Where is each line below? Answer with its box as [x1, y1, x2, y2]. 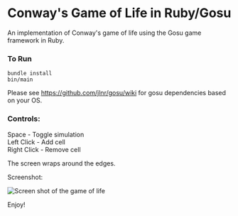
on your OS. [7, 96, 43, 104]
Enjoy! [7, 200, 26, 209]
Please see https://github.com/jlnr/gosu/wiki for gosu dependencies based [7, 89, 226, 97]
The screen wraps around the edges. [7, 158, 116, 168]
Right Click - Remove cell [7, 145, 81, 153]
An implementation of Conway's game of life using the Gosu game [7, 28, 202, 37]
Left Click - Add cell [7, 137, 65, 146]
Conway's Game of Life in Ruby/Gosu [7, 5, 232, 21]
